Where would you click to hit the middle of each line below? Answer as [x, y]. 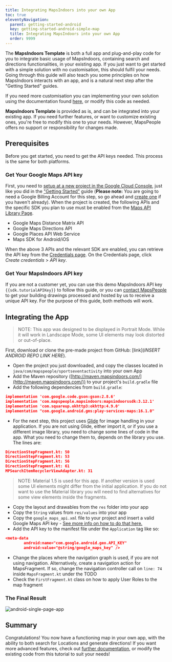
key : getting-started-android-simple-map [55, 29]
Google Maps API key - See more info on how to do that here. [78, 523]
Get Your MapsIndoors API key [44, 273]
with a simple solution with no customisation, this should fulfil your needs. [83, 69]
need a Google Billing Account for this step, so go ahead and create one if [83, 196]
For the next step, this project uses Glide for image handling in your [84, 421]
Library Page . [19, 213]
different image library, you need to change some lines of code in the [85, 431]
